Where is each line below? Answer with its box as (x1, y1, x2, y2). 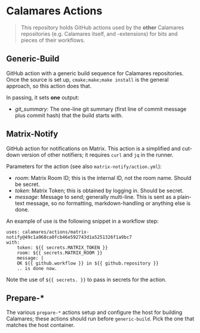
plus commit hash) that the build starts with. (14, 111, 124, 119)
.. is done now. (17, 265, 58, 272)
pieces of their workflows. (20, 36, 85, 43)
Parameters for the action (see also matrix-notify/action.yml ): (6, 163, 162, 170)
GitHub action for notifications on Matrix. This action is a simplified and (6, 145, 181, 152)
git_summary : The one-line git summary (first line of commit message (14, 105, 187, 113)
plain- (177, 193, 192, 200)
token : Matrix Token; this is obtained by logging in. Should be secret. (14, 186, 184, 194)
